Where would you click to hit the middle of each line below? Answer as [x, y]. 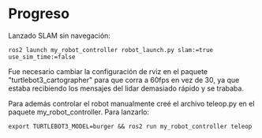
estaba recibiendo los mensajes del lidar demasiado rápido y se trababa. [126, 88]
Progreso [39, 14]
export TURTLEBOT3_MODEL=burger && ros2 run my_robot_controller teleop [130, 126]
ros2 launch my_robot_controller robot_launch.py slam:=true [111, 50]
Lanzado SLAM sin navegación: [59, 35]
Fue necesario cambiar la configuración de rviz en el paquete [108, 71]
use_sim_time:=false [42, 57]
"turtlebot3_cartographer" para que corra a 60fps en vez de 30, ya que [124, 80]
